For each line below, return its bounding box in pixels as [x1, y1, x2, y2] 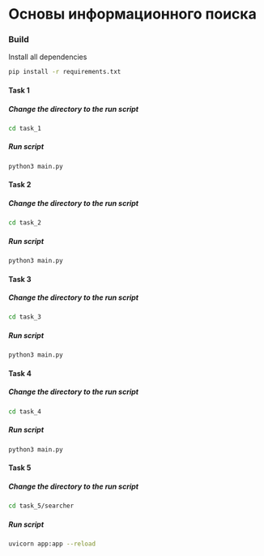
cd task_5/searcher [8, 502, 75, 511]
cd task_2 [8, 219, 42, 227]
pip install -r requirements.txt [8, 68, 121, 76]
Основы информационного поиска [8, 5, 257, 24]
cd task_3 [8, 313, 42, 321]
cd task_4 [8, 407, 42, 416]
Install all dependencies [8, 52, 87, 62]
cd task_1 [8, 124, 42, 132]
